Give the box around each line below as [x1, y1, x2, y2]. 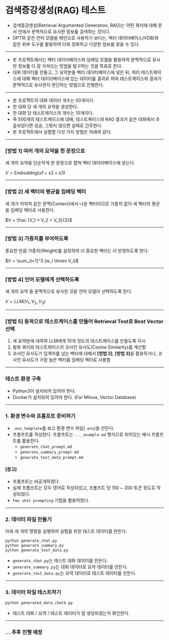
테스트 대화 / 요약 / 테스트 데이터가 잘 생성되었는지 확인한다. [12, 610, 130, 616]
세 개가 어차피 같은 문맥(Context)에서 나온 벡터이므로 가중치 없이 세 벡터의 [5, 200, 151, 207]
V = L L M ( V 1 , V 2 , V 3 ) [5, 299, 46, 306]
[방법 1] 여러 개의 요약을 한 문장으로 [5, 147, 86, 154]
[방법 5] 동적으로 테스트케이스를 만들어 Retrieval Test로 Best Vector [5, 318, 164, 325]
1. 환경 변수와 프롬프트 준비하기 [5, 413, 76, 420]
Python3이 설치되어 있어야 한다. [12, 388, 76, 394]
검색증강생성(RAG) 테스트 [5, 5, 106, 16]
